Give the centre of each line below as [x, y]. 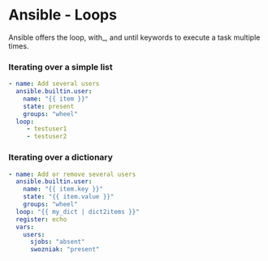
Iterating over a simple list [61, 66]
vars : [25, 227]
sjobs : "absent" [57, 242]
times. [19, 45]
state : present [49, 106]
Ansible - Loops [63, 15]
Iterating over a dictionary [61, 157]
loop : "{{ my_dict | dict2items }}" [78, 212]
